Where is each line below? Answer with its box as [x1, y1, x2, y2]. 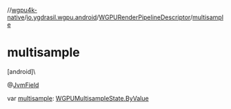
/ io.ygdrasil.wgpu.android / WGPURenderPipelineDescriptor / [23, 13, 193, 21]
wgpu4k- [11, 6, 38, 14]
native [7, 13, 25, 21]
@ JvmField [7, 81, 39, 89]
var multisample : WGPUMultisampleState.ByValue [7, 94, 150, 102]
